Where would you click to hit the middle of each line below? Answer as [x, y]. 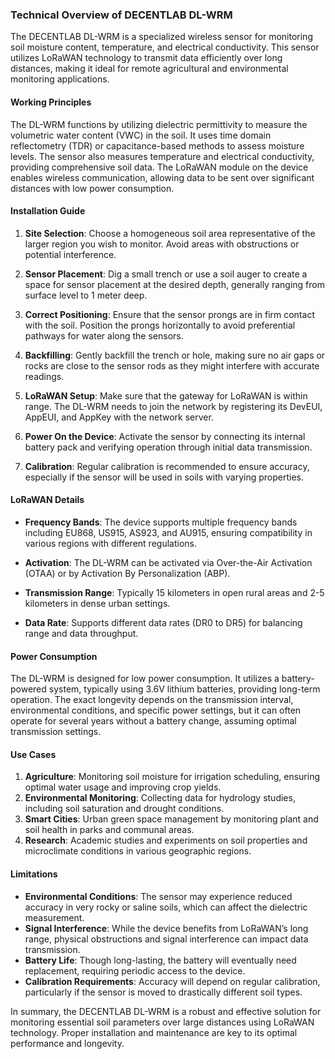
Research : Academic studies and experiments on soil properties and [166, 840]
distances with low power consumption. [92, 188]
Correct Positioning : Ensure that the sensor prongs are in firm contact [169, 314]
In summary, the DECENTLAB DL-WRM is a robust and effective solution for [166, 1011]
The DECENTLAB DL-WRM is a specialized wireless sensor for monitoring [161, 37]
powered [28, 689]
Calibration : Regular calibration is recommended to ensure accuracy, [167, 466]
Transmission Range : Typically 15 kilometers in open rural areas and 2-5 [174, 592]
